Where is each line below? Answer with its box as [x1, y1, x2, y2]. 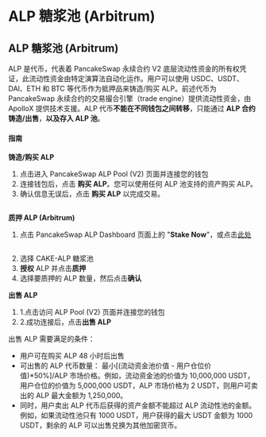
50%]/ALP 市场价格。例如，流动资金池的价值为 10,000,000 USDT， [33, 371, 255, 381]
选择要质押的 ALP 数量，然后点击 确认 [19, 273, 142, 283]
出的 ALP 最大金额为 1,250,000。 [19, 391, 128, 400]
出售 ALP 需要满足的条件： [8, 335, 95, 344]
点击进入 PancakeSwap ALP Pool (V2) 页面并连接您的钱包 [19, 169, 209, 179]
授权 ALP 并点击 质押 [19, 264, 87, 273]
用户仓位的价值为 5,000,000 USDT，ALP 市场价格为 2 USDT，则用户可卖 [19, 381, 258, 390]
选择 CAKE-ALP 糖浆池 [19, 253, 94, 263]
